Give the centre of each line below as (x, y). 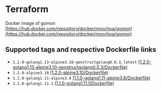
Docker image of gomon (30, 23)
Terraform (27, 9)
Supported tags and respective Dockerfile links (81, 50)
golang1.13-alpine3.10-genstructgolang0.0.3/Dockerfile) (70, 67)
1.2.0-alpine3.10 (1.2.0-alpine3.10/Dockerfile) (60, 72)
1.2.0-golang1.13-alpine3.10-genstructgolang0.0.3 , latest (75, 62)
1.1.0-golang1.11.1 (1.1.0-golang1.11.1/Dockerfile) (63, 83)
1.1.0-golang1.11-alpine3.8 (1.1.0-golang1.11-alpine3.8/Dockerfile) (82, 78)
